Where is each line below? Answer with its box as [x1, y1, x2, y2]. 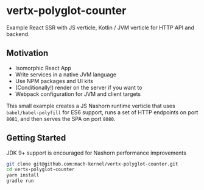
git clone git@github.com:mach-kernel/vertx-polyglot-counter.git [6, 161, 178, 167]
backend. [6, 30, 30, 37]
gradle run [6, 178, 34, 184]
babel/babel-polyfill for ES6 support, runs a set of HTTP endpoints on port [6, 108, 199, 116]
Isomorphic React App [15, 64, 71, 71]
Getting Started [6, 133, 66, 144]
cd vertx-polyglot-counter [6, 166, 75, 173]
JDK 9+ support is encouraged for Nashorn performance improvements [6, 149, 187, 156]
